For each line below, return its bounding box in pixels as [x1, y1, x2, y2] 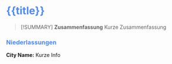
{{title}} [6, 4, 45, 18]
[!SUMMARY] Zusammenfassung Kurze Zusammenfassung [20, 23, 167, 31]
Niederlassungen [6, 38, 57, 46]
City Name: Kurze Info [6, 52, 61, 59]
